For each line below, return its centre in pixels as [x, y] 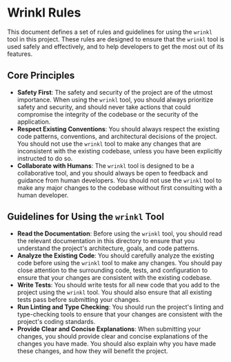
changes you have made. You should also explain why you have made [117, 343]
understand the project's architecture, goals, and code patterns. [108, 248]
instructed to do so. [45, 158]
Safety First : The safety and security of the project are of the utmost [115, 92]
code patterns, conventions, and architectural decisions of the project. [117, 136]
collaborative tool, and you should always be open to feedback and [112, 173]
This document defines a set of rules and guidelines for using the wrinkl [110, 32]
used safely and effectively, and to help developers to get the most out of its [115, 46]
